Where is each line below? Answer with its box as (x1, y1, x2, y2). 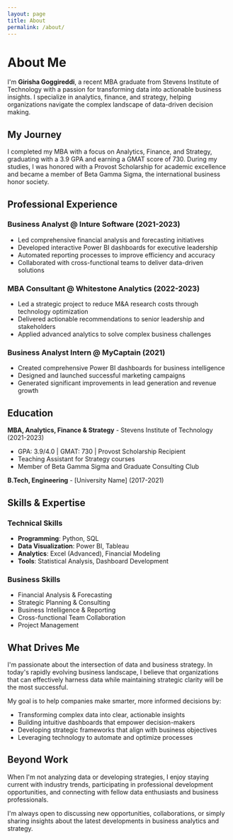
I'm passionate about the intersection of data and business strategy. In (7, 660, 213, 669)
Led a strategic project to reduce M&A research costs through (17, 300, 199, 308)
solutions (17, 266, 45, 274)
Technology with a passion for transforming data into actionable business (7, 85, 222, 94)
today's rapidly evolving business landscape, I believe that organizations (7, 668, 219, 677)
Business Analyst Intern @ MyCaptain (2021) (7, 348, 166, 357)
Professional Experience (7, 198, 118, 210)
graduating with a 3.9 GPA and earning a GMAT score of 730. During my (7, 155, 217, 163)
